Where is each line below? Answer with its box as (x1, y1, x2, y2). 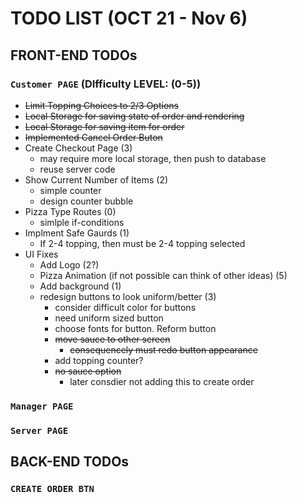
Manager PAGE (10, 400, 74, 412)
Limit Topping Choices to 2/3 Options (24, 99, 179, 111)
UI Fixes (24, 248, 59, 260)
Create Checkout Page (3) (24, 142, 133, 154)
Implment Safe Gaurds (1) (24, 227, 130, 239)
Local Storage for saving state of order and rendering (24, 110, 245, 122)
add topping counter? (54, 354, 144, 366)
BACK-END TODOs (10, 453, 130, 471)
